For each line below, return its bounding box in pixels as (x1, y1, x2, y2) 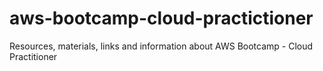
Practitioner (9, 50, 58, 62)
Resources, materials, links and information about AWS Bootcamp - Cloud (9, 40, 314, 52)
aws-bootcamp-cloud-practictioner (9, 7, 314, 30)
